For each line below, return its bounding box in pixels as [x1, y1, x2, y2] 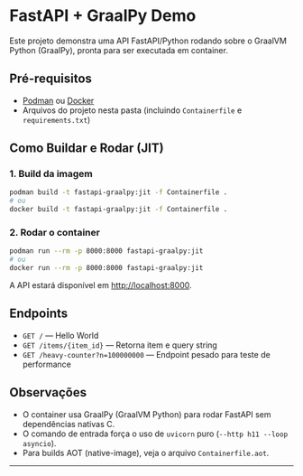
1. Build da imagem [9, 168, 93, 181]
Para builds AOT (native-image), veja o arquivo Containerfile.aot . [22, 447, 270, 458]
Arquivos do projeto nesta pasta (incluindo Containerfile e [22, 105, 243, 116]
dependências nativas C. [22, 418, 115, 429]
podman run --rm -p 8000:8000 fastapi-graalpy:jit [9, 247, 204, 256]
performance [22, 359, 72, 369]
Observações [9, 385, 87, 400]
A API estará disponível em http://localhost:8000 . [9, 279, 192, 290]
